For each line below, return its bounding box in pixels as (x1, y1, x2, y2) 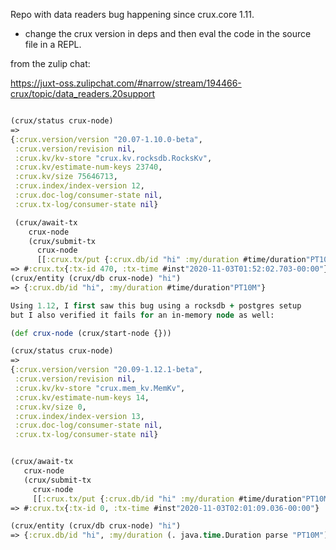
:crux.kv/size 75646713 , (14, 172, 118, 182)
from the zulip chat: (10, 58, 91, 69)
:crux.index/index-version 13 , (14, 411, 145, 421)
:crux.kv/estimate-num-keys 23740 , (14, 162, 163, 173)
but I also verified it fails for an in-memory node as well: (10, 310, 275, 320)
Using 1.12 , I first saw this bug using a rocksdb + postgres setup (10, 300, 302, 311)
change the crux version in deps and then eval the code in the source (24, 28, 312, 39)
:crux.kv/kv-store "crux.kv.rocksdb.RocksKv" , (14, 153, 213, 163)
